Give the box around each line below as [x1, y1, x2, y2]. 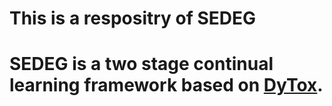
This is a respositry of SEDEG [9, 7, 257, 30]
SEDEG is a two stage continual [9, 53, 274, 76]
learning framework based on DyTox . [9, 74, 324, 97]
